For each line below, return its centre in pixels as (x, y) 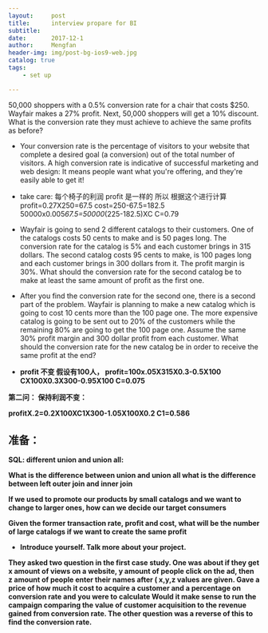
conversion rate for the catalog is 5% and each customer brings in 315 (135, 246)
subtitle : (25, 30)
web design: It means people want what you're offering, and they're (131, 171)
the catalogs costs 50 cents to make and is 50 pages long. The (123, 237)
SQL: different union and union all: (66, 460)
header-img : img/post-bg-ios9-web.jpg (73, 53)
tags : (17, 68)
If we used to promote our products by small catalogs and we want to (125, 500)
